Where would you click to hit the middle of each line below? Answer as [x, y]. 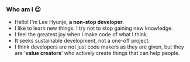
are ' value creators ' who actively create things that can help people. [97, 53]
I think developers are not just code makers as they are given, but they [99, 47]
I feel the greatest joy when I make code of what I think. [81, 35]
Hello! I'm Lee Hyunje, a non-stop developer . [69, 22]
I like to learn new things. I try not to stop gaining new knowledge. [94, 28]
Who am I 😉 [23, 9]
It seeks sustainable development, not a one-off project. [82, 41]
